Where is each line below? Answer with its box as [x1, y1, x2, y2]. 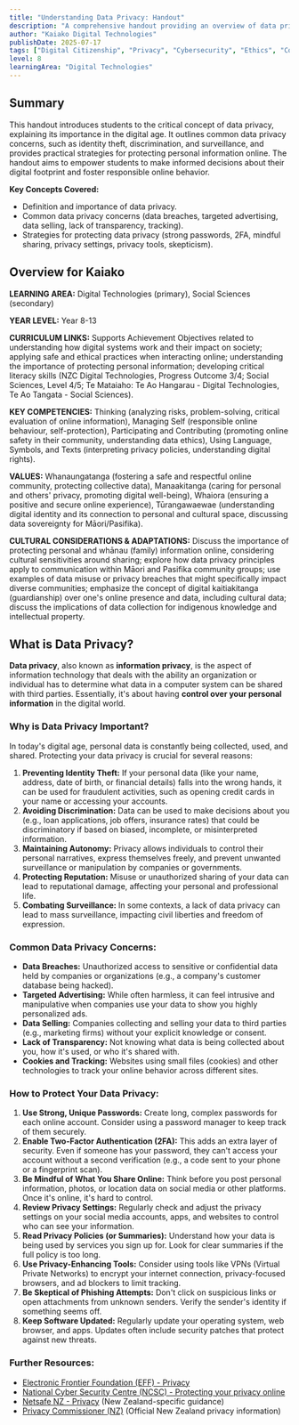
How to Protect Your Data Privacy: [9, 1087, 159, 1099]
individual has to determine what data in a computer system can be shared [9, 679, 283, 690]
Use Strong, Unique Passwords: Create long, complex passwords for [21, 1107, 278, 1118]
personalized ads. [21, 1008, 88, 1019]
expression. [21, 919, 65, 929]
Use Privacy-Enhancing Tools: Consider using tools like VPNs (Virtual [21, 1259, 280, 1269]
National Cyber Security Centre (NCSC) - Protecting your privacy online [21, 1386, 286, 1397]
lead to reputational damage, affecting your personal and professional [21, 880, 279, 891]
